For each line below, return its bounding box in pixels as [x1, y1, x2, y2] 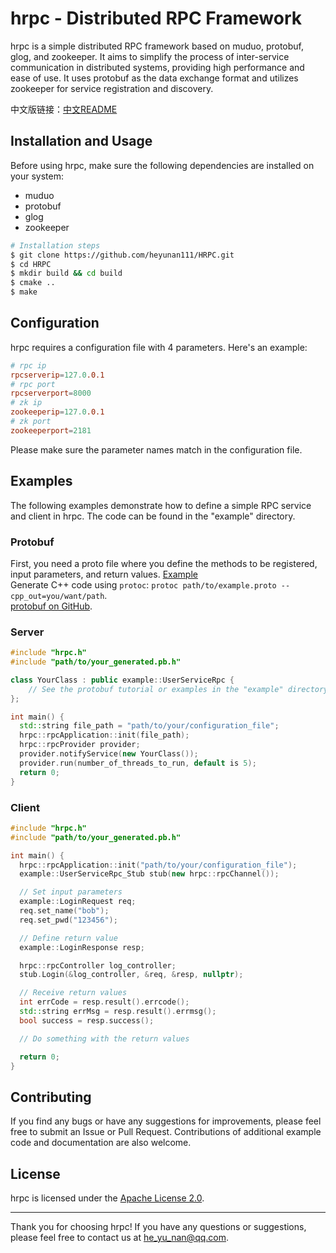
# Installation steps [10, 240, 101, 251]
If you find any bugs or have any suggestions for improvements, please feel [10, 1115, 322, 1127]
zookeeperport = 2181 [10, 425, 92, 436]
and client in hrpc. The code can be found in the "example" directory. [10, 510, 296, 522]
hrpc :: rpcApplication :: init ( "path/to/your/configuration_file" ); [19, 860, 298, 870]
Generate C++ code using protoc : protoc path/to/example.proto [10, 578, 277, 591]
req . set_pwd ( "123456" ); [19, 915, 118, 925]
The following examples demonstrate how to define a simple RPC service [10, 499, 312, 511]
